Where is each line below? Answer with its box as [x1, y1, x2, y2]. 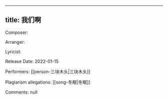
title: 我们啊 [5, 16, 41, 24]
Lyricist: [5, 48, 21, 55]
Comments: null [5, 89, 37, 95]
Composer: [5, 29, 28, 35]
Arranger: [5, 39, 25, 45]
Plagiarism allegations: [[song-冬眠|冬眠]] [5, 79, 90, 85]
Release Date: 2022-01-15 [5, 58, 59, 64]
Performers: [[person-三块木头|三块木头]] [5, 68, 90, 75]
